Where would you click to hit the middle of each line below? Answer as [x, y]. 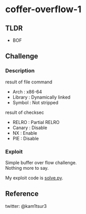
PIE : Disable [26, 138]
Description [20, 71]
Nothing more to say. [27, 168]
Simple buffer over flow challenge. [41, 162]
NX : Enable [25, 133]
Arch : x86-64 [27, 91]
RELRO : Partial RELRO [36, 122]
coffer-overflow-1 [44, 9]
